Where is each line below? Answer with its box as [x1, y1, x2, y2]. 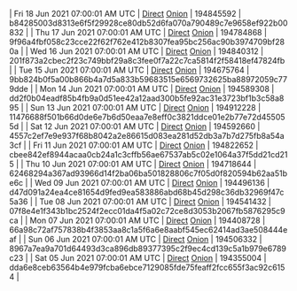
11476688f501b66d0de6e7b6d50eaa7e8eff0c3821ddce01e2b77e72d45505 [9, 111, 285, 122]
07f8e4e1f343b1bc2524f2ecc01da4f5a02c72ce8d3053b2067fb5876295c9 [9, 206, 285, 216]
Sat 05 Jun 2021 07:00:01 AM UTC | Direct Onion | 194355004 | [35, 253, 267, 263]
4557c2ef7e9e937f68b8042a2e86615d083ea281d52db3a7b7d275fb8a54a [9, 131, 285, 141]
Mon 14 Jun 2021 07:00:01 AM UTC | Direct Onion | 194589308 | [39, 84, 275, 94]
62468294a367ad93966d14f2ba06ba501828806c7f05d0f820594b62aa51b [9, 168, 288, 179]
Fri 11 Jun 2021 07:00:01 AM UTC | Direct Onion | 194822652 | [32, 140, 259, 150]
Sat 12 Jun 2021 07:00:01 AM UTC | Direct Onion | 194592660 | [30, 121, 261, 132]
